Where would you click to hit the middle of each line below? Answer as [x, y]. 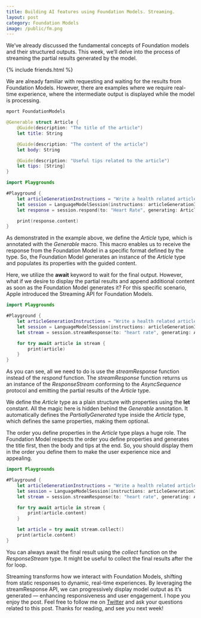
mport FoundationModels [36, 111]
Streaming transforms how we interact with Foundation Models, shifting [94, 576]
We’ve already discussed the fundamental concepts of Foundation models [98, 46]
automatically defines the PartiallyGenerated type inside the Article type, [96, 415]
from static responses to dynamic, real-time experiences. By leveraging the [99, 583]
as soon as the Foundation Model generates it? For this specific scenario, [96, 287]
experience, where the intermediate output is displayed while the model [106, 94]
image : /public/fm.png [34, 28]
